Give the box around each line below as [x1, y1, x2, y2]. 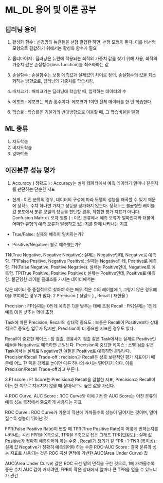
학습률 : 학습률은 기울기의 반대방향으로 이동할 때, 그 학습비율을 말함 [12, 109, 140, 115]
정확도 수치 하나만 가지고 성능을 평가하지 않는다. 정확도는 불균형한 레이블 [17, 202, 155, 208]
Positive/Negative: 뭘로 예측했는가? [12, 241, 81, 247]
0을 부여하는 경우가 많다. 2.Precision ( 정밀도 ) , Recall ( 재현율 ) [5, 292, 128, 298]
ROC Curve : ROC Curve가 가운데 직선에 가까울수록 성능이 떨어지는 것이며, [5, 409, 148, 415]
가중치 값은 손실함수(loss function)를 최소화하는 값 [12, 62, 109, 67]
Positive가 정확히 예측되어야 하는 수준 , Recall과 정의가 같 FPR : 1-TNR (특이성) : [5, 438, 158, 444]
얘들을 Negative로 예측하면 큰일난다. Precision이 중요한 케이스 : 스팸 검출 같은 [5, 341, 154, 348]
